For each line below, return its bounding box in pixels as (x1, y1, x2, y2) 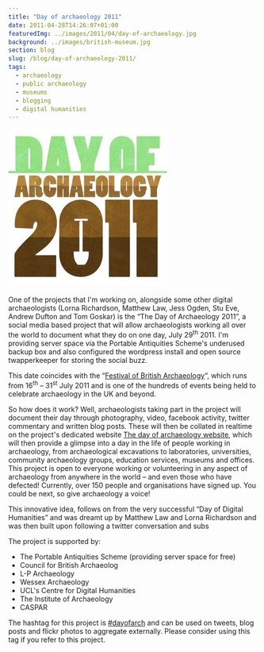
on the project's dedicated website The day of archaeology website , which (8, 430, 252, 439)
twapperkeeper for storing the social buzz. (8, 355, 148, 365)
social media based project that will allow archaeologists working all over (8, 320, 247, 330)
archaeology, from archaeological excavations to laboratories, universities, (8, 446, 251, 456)
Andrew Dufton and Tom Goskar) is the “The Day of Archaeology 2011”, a (8, 312, 247, 322)
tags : (8, 64, 26, 71)
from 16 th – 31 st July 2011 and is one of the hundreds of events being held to (8, 379, 256, 390)
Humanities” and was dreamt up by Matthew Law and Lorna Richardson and (8, 512, 257, 522)
